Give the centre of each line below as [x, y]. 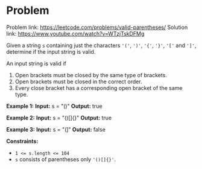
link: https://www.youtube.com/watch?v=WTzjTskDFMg [75, 33]
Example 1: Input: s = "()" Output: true [54, 106]
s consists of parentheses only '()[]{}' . [65, 159]
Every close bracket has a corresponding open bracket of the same [99, 88]
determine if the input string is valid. [51, 51]
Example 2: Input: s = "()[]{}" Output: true [59, 118]
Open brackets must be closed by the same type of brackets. [91, 75]
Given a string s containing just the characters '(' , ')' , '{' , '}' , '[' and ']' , [101, 45]
